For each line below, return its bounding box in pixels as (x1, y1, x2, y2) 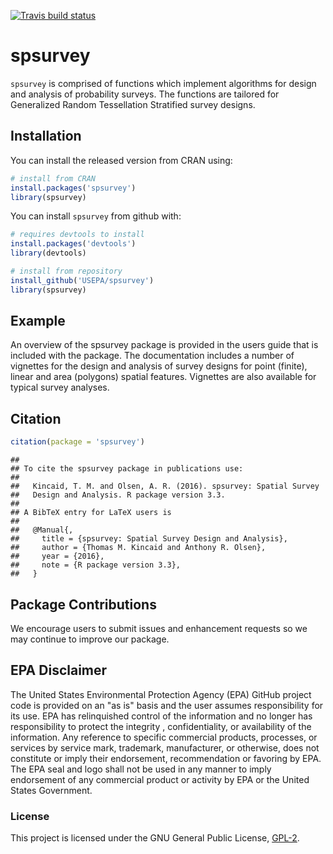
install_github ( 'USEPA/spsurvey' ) (10, 275, 155, 285)
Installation (10, 128, 82, 145)
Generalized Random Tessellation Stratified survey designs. (10, 98, 256, 110)
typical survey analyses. (10, 381, 110, 394)
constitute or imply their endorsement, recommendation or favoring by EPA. (10, 752, 322, 764)
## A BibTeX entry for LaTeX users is (10, 508, 172, 518)
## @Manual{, (10, 525, 74, 535)
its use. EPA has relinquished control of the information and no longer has (10, 710, 313, 722)
